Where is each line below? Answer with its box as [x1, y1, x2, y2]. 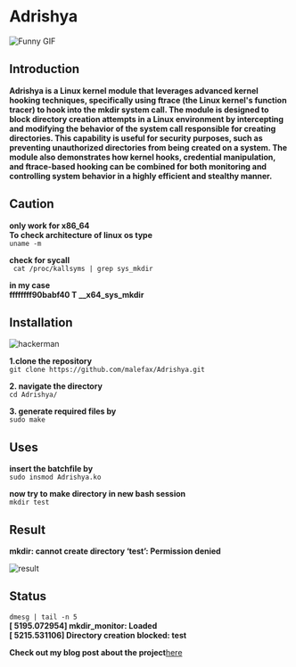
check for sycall [9, 254, 70, 265]
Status [9, 589, 47, 604]
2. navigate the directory [9, 381, 103, 391]
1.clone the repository [9, 356, 92, 366]
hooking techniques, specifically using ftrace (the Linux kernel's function [9, 95, 287, 105]
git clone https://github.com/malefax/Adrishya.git [9, 366, 205, 375]
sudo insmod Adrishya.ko [9, 473, 102, 482]
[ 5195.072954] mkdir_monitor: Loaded [9, 620, 158, 630]
